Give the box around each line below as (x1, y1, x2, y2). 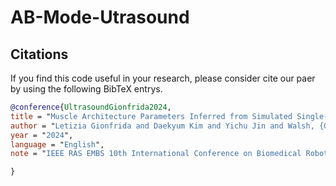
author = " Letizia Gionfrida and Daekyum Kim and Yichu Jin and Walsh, (10, 121, 315, 131)
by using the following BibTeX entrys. (10, 83, 163, 95)
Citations (10, 46, 69, 63)
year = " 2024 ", (10, 130, 74, 140)
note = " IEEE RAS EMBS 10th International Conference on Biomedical (10, 149, 302, 159)
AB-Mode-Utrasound (10, 6, 190, 29)
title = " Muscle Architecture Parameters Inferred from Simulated (10, 111, 293, 121)
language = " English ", (10, 139, 105, 150)
